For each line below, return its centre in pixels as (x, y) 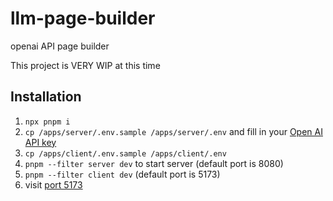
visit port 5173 (53, 184)
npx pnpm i (47, 122)
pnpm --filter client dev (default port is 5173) (122, 174)
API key (40, 142)
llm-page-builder (83, 18)
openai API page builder (60, 46)
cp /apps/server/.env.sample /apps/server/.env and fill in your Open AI (173, 131)
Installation (46, 97)
